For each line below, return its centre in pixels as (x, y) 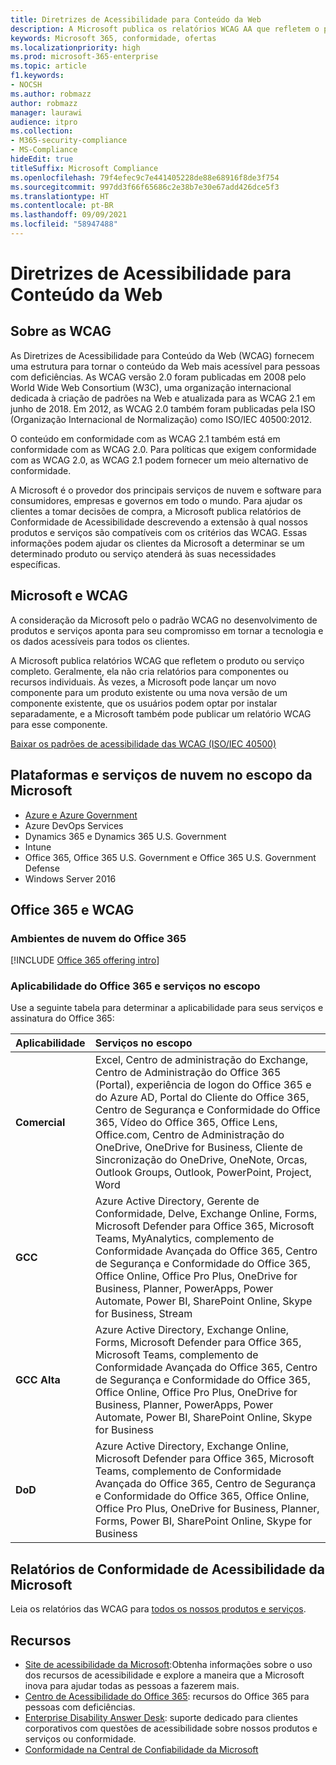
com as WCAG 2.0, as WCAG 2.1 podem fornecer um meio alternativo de (159, 460)
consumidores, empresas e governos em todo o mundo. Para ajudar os (156, 500)
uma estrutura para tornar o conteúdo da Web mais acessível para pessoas (165, 366)
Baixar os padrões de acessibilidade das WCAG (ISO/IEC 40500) (143, 743)
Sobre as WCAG (61, 331)
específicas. (35, 564)
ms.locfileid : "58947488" (64, 224)
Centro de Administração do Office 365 (188, 1073)
